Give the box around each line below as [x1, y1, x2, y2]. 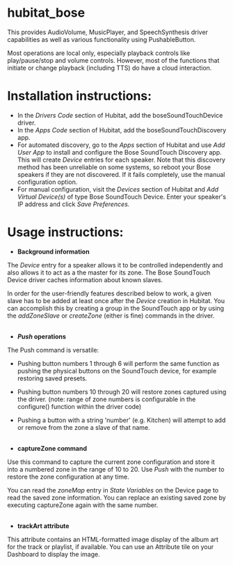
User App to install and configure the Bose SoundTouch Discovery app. [17, 148, 222, 156]
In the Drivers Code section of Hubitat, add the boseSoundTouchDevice [17, 111, 223, 119]
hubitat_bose [7, 5, 86, 21]
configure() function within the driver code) [17, 402, 142, 410]
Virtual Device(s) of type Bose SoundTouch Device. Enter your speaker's [17, 192, 227, 201]
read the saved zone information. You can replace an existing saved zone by [7, 493, 226, 502]
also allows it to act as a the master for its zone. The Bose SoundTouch [7, 268, 211, 277]
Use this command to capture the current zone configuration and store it [7, 458, 216, 466]
